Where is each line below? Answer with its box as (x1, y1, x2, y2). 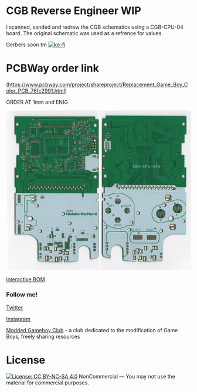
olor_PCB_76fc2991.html (6, 87, 66, 94)
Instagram (6, 315, 30, 322)
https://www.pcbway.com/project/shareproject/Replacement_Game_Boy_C (8, 81, 188, 88)
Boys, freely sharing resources (6, 333, 80, 340)
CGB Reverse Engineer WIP (6, 4, 142, 18)
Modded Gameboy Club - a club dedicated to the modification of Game (6, 326, 178, 333)
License (6, 353, 46, 367)
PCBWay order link (6, 62, 100, 75)
